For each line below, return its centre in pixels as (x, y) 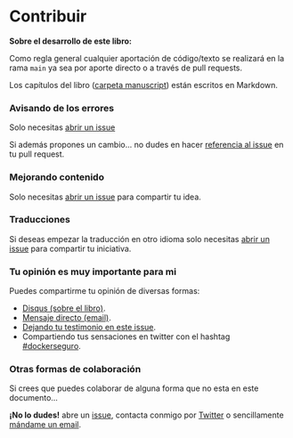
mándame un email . (45, 425)
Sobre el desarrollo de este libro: (70, 41)
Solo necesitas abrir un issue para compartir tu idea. (106, 197)
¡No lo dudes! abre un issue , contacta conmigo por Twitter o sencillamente (146, 415)
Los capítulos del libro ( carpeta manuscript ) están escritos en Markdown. (144, 85)
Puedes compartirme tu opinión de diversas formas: (105, 291)
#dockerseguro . (52, 346)
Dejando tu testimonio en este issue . (89, 328)
